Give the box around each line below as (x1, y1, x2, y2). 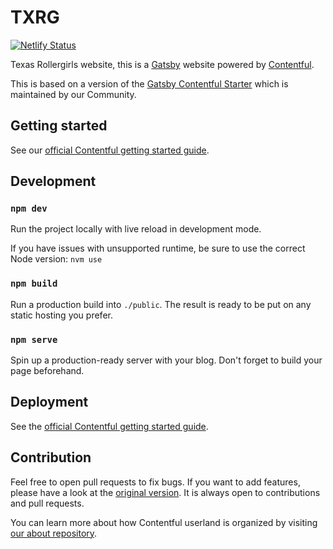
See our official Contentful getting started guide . (10, 144, 210, 156)
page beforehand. (10, 365, 85, 377)
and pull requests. (10, 497, 85, 509)
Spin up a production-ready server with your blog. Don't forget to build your (10, 354, 323, 366)
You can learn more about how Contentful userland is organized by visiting (10, 516, 318, 528)
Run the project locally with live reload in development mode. (10, 223, 262, 235)
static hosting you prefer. (10, 309, 113, 321)
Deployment (10, 394, 89, 411)
